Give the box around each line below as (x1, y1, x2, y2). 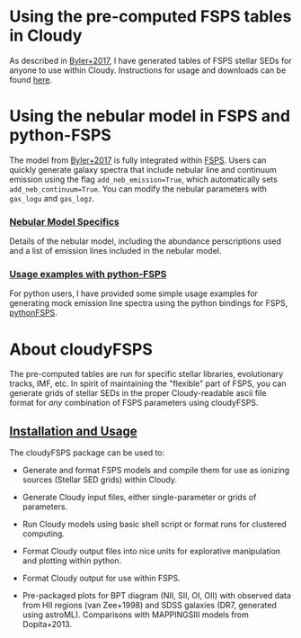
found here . (9, 74, 52, 85)
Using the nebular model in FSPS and (9, 106, 290, 127)
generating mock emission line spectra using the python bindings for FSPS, (9, 298, 288, 309)
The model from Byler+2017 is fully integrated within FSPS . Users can (9, 155, 267, 166)
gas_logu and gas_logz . (9, 193, 95, 203)
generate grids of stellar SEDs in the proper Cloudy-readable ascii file (9, 388, 267, 399)
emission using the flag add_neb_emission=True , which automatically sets (9, 174, 279, 184)
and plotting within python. (22, 555, 122, 566)
